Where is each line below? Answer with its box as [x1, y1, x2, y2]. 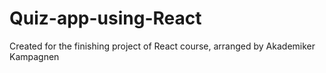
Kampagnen [9, 50, 60, 62]
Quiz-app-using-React [9, 7, 202, 30]
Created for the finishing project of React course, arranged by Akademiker [9, 40, 316, 52]
